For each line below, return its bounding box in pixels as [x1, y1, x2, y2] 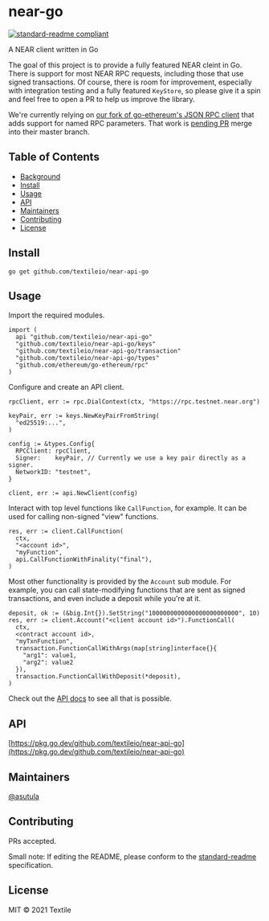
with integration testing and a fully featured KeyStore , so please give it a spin [8, 85, 261, 95]
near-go [8, 2, 63, 21]
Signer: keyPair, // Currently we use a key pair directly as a [15, 454, 247, 462]
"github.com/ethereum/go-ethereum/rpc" [15, 361, 149, 370]
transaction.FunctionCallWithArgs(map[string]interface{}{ [15, 645, 218, 653]
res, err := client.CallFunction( [8, 527, 124, 536]
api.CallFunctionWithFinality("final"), [15, 555, 153, 564]
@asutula [8, 792, 40, 801]
